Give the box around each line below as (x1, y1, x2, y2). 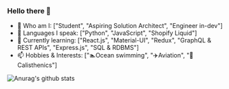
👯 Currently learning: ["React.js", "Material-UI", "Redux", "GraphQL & (17, 36, 212, 44)
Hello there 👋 (7, 6, 52, 16)
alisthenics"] (17, 61, 57, 69)
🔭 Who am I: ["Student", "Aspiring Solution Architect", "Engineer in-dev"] (17, 22, 223, 30)
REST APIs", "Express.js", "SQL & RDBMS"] (17, 44, 140, 52)
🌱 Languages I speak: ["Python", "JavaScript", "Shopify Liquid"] (17, 29, 197, 37)
